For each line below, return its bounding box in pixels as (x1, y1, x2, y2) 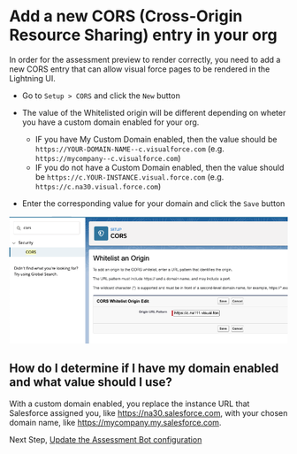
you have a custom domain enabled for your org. (21, 117, 200, 127)
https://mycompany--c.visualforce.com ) (34, 152, 181, 163)
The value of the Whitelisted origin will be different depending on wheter (21, 107, 286, 118)
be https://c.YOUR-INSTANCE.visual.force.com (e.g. (34, 171, 225, 182)
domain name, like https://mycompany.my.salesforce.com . (9, 417, 222, 427)
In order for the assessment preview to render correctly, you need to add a (9, 54, 281, 65)
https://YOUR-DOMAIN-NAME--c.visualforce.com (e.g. (34, 143, 225, 154)
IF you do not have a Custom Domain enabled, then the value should (34, 162, 285, 173)
